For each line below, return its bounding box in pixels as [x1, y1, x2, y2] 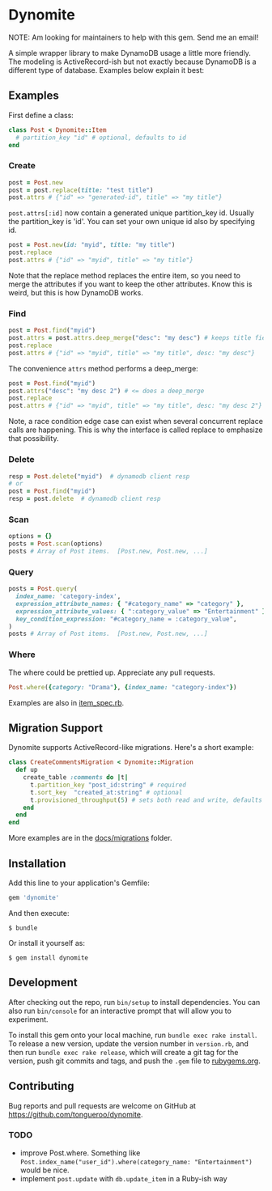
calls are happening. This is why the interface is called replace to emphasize [8, 425, 263, 434]
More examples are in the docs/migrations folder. [8, 833, 172, 843]
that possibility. [8, 434, 59, 443]
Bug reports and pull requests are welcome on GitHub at [8, 1100, 197, 1110]
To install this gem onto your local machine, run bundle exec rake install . [8, 1030, 257, 1040]
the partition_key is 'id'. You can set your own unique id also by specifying [8, 217, 255, 227]
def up [15, 766, 38, 774]
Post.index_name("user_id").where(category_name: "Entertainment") [19, 1158, 253, 1166]
